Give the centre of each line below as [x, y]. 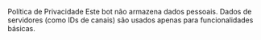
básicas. [21, 28]
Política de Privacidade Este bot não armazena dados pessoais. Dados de [130, 12]
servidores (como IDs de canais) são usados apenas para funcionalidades [130, 20]
